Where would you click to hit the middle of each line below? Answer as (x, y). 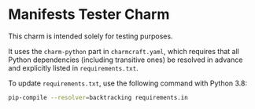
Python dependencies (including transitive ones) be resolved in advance (126, 60)
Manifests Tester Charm (89, 15)
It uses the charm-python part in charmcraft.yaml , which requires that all (124, 51)
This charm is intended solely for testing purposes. (91, 36)
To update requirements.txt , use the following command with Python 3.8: (128, 83)
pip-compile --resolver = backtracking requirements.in (98, 97)
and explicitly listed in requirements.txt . (74, 67)
